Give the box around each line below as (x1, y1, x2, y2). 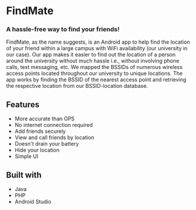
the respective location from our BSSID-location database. (6, 83, 148, 90)
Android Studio (14, 198, 51, 205)
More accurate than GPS (14, 115, 75, 122)
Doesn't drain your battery (14, 140, 79, 147)
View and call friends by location (14, 134, 94, 141)
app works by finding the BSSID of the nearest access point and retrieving (6, 76, 187, 83)
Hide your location (14, 146, 60, 154)
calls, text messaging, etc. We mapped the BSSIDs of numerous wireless (6, 64, 183, 71)
